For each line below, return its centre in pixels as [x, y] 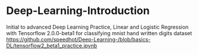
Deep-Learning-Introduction [78, 11]
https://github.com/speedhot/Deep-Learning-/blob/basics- [78, 39]
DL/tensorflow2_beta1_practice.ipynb [52, 46]
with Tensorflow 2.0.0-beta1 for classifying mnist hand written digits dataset [99, 33]
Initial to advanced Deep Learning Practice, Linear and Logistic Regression [98, 27]
